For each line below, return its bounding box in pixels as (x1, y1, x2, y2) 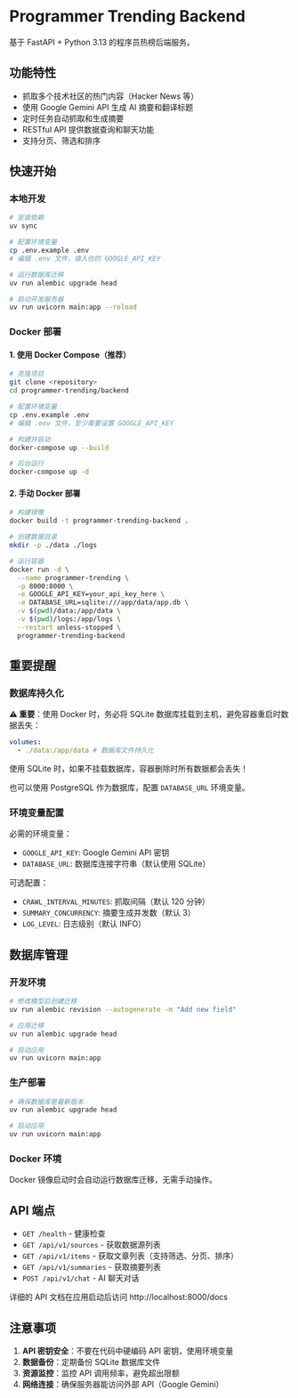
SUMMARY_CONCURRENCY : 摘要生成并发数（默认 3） (21, 908, 196, 918)
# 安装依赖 (9, 214, 44, 222)
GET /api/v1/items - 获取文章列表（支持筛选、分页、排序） (21, 1250, 238, 1261)
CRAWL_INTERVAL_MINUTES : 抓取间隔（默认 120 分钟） (21, 896, 211, 907)
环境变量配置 (9, 807, 65, 819)
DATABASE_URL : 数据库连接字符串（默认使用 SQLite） (21, 859, 211, 869)
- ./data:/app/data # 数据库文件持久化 (17, 746, 154, 756)
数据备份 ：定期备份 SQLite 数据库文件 (21, 1357, 161, 1368)
